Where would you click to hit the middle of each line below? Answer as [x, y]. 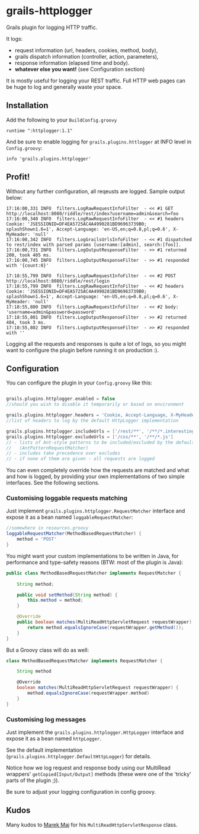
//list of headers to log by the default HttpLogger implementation [92, 421]
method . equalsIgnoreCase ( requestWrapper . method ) [89, 693]
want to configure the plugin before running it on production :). [82, 350]
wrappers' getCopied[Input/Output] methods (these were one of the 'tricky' [99, 774]
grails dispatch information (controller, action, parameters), [86, 56]
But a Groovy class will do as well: [48, 650]
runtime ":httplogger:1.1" [39, 131]
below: [14, 197]
